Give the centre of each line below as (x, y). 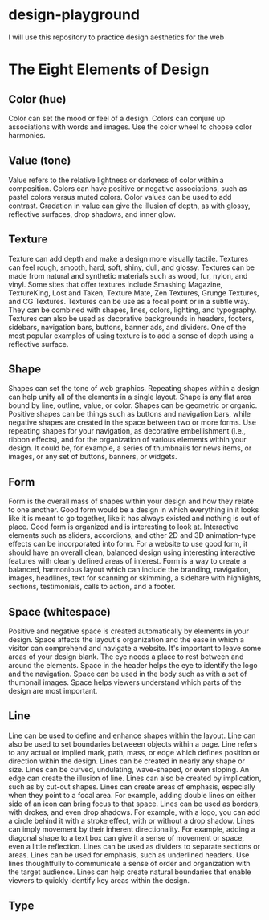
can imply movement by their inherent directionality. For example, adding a (132, 829)
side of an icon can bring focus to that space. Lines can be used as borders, (134, 804)
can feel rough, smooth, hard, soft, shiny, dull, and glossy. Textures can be (132, 267)
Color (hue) (37, 99)
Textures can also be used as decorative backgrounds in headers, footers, (131, 318)
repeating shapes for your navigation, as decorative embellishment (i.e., (127, 431)
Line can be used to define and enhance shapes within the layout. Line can (132, 735)
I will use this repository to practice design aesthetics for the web (116, 37)
